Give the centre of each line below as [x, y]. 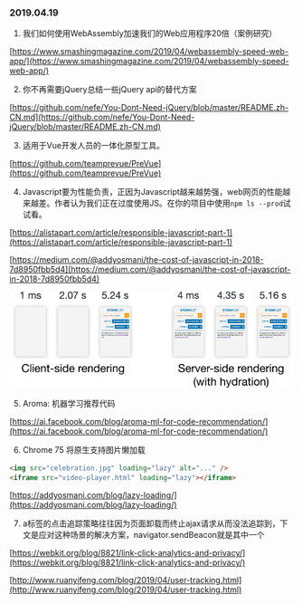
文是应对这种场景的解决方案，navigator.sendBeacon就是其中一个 [143, 535]
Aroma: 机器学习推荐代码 [69, 404]
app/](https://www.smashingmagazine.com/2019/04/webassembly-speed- [149, 62]
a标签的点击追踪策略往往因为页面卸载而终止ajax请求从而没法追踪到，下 [155, 523]
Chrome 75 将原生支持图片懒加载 [84, 450]
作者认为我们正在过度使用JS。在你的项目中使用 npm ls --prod [168, 203]
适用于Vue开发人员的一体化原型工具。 [93, 146]
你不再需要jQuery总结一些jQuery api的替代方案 [109, 90]
